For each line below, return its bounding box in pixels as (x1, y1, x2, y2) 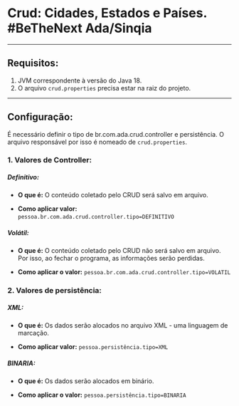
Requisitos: (7, 57, 59, 69)
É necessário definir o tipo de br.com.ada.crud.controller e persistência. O (7, 130, 224, 138)
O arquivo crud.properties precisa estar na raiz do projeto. (17, 83, 191, 92)
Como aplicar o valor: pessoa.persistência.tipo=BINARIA (17, 390, 186, 400)
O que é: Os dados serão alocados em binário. (17, 377, 154, 385)
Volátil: (7, 229, 30, 237)
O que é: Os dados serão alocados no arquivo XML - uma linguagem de (17, 321, 228, 330)
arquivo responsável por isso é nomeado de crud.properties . (7, 137, 187, 146)
